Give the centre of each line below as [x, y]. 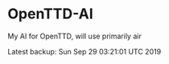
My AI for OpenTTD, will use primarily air [74, 36]
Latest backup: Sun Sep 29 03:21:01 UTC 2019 [84, 51]
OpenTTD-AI [50, 14]
